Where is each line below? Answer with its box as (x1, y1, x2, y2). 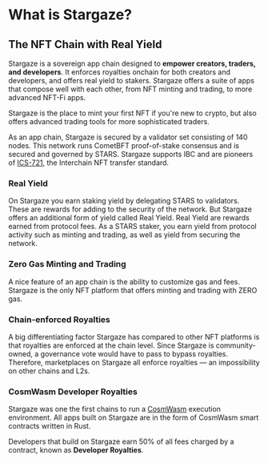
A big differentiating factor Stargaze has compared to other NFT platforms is (8, 332, 260, 341)
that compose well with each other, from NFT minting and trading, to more (8, 84, 253, 94)
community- (215, 340, 256, 350)
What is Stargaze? (8, 6, 132, 24)
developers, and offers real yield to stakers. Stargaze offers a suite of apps (8, 76, 254, 85)
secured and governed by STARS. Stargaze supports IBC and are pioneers (8, 150, 254, 159)
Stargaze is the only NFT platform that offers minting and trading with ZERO (8, 285, 258, 295)
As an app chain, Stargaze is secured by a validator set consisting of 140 (8, 132, 248, 142)
